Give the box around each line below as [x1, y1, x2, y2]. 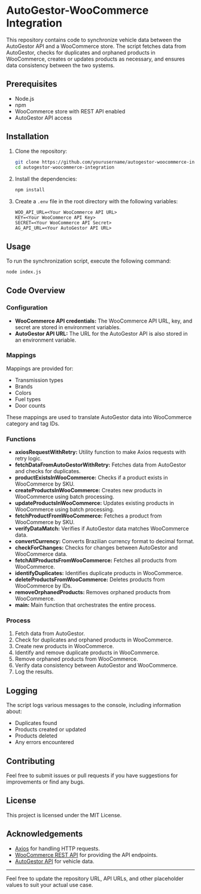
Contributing [6, 756, 55, 766]
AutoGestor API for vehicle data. [14, 857, 95, 865]
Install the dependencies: [14, 175, 78, 183]
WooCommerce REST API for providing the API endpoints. [14, 851, 158, 858]
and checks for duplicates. [14, 468, 81, 475]
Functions [6, 435, 36, 443]
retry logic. [14, 455, 42, 462]
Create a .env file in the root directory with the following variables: [14, 198, 178, 205]
